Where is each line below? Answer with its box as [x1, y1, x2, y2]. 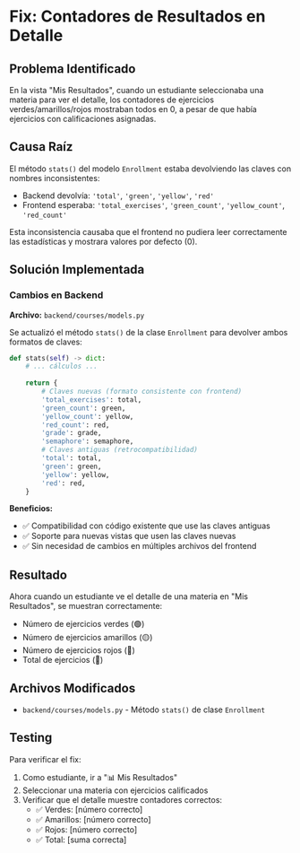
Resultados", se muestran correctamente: [9, 601, 163, 612]
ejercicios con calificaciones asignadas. [9, 114, 157, 124]
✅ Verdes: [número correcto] [35, 804, 143, 814]
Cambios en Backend [9, 289, 104, 301]
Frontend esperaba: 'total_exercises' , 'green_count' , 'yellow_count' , [21, 199, 285, 210]
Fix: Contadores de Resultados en [9, 6, 266, 27]
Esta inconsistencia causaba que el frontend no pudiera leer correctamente [9, 226, 288, 237]
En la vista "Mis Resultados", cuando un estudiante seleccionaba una [9, 85, 264, 95]
